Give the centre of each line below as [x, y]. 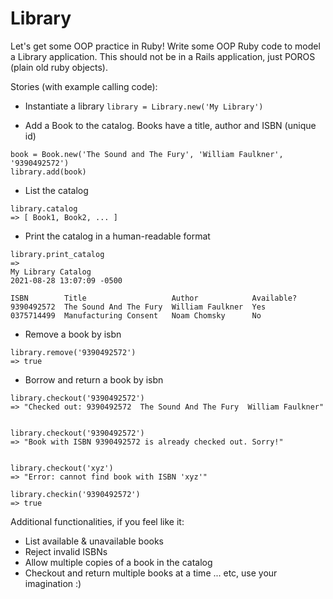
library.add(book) [48, 172]
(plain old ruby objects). [59, 67]
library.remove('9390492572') [73, 352]
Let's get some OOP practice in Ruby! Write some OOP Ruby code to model [165, 46]
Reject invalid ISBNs [66, 551]
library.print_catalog [57, 254]
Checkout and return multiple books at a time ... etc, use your [151, 573]
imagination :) [53, 583]
